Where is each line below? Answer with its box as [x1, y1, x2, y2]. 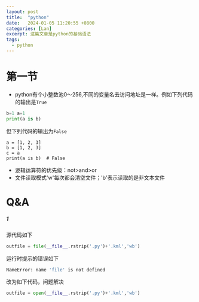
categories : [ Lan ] [6, 25, 52, 32]
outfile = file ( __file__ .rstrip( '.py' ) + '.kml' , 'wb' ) [6, 243, 140, 249]
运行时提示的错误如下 [6, 255, 59, 262]
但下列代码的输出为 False [6, 127, 67, 135]
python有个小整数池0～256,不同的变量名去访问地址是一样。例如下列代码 [14, 90, 193, 98]
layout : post [6, 8, 39, 15]
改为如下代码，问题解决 [6, 278, 64, 285]
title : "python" [6, 14, 50, 20]
